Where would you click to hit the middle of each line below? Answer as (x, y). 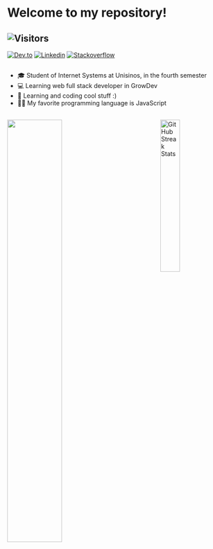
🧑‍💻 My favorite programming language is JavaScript (92, 103)
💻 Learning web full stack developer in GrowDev (87, 86)
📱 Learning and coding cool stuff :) (67, 96)
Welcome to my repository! (87, 13)
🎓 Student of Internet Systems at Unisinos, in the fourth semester (112, 76)
